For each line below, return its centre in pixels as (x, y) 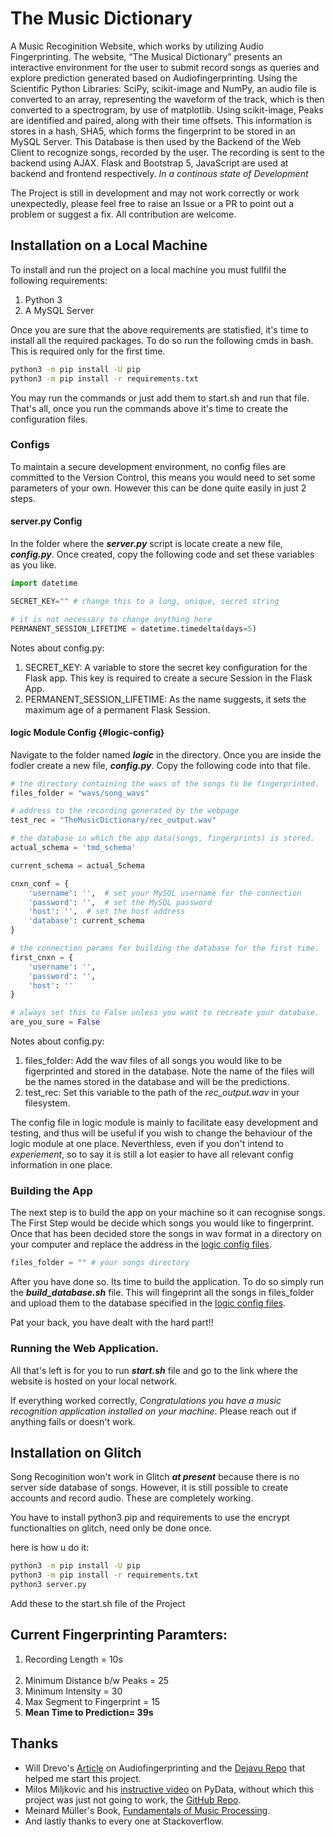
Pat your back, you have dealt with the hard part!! (112, 1323)
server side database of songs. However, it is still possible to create (149, 1488)
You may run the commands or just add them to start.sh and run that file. (160, 398)
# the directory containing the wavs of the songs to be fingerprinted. (165, 783)
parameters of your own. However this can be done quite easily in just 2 (158, 488)
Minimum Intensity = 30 (73, 1691)
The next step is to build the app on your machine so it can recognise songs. (168, 1213)
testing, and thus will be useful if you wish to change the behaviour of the (161, 1133)
